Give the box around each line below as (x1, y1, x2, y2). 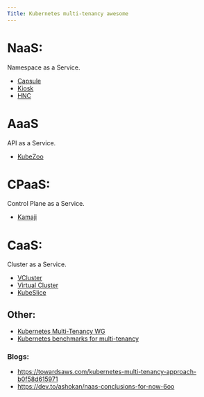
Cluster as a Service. (7, 260, 67, 268)
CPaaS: (7, 177, 51, 192)
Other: (7, 309, 36, 321)
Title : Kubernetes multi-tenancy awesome (7, 10, 129, 17)
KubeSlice (17, 289, 46, 297)
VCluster (17, 274, 43, 282)
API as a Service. (7, 138, 56, 147)
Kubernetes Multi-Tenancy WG (17, 327, 105, 336)
